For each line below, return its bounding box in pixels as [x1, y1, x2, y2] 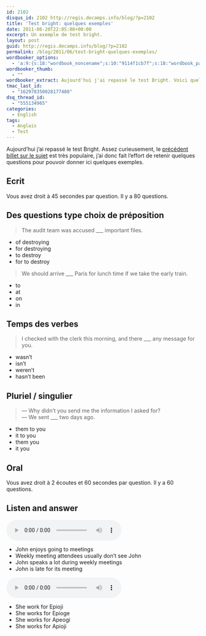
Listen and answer [6, 503, 78, 513]
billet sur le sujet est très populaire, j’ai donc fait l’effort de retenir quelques [6, 152, 195, 159]
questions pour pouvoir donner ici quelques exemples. [6, 159, 144, 165]
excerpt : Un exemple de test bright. [6, 32, 103, 38]
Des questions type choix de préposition [6, 210, 164, 221]
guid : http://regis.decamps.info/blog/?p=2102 [6, 44, 128, 50]
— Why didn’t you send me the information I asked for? [21, 407, 161, 414]
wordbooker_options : [6, 55, 59, 61]
